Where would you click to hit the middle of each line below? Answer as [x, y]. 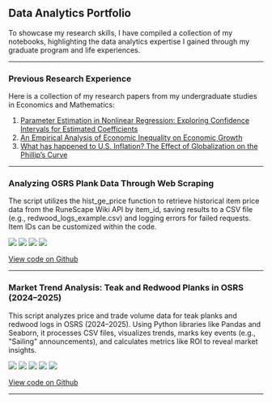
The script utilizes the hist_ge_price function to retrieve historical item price [134, 201]
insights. [23, 350]
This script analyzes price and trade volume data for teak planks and [123, 316]
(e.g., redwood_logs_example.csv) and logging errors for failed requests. [130, 218]
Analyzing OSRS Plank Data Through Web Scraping [111, 184]
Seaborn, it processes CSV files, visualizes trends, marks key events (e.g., [132, 333]
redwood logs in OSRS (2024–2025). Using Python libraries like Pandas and [135, 324]
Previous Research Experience [70, 78]
